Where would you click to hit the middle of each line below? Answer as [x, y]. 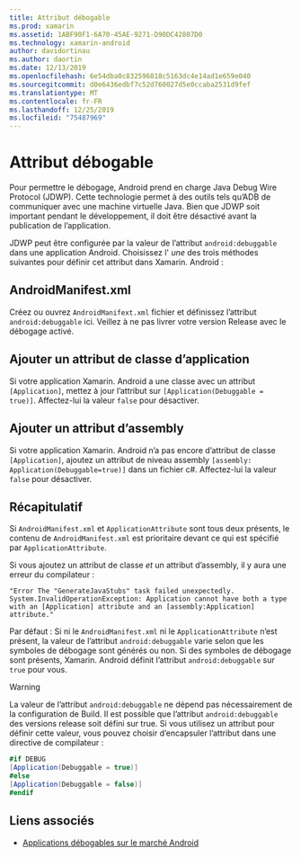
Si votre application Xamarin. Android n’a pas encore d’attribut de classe [142, 450]
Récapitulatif [46, 507]
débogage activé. [42, 331]
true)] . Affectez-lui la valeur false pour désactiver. [104, 400]
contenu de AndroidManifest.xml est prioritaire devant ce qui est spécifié [144, 538]
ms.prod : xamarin [42, 26]
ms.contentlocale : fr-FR [56, 101]
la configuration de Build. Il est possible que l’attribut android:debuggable [144, 714]
